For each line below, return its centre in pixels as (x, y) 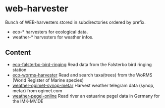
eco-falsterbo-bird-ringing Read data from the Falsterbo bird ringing (82, 64)
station (19, 70)
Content (18, 53)
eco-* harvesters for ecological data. (50, 32)
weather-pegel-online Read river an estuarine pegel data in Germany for (86, 96)
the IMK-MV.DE (28, 101)
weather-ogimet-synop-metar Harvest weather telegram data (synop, (83, 85)
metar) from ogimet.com (37, 90)
